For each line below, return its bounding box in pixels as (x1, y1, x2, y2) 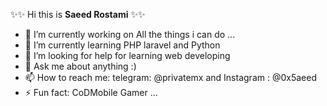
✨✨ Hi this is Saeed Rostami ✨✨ (10, 9, 146, 20)
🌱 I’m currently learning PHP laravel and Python (24, 39, 221, 51)
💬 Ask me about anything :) (24, 60, 137, 72)
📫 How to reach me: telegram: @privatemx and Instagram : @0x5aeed (24, 72, 317, 83)
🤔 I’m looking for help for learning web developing (24, 50, 231, 61)
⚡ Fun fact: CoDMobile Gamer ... (24, 87, 158, 98)
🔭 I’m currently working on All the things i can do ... (24, 29, 236, 40)
